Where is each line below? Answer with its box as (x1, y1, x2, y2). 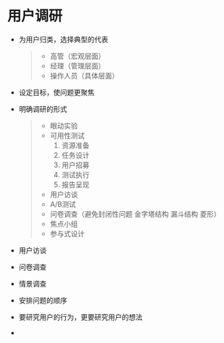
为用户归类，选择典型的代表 (18, 35, 109, 44)
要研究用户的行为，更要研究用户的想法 (18, 312, 143, 322)
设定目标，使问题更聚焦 (18, 87, 95, 97)
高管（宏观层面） (49, 51, 106, 60)
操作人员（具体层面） (49, 71, 119, 80)
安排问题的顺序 (18, 295, 67, 305)
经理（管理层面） (49, 60, 106, 71)
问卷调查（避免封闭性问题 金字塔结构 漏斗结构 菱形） (49, 209, 221, 218)
